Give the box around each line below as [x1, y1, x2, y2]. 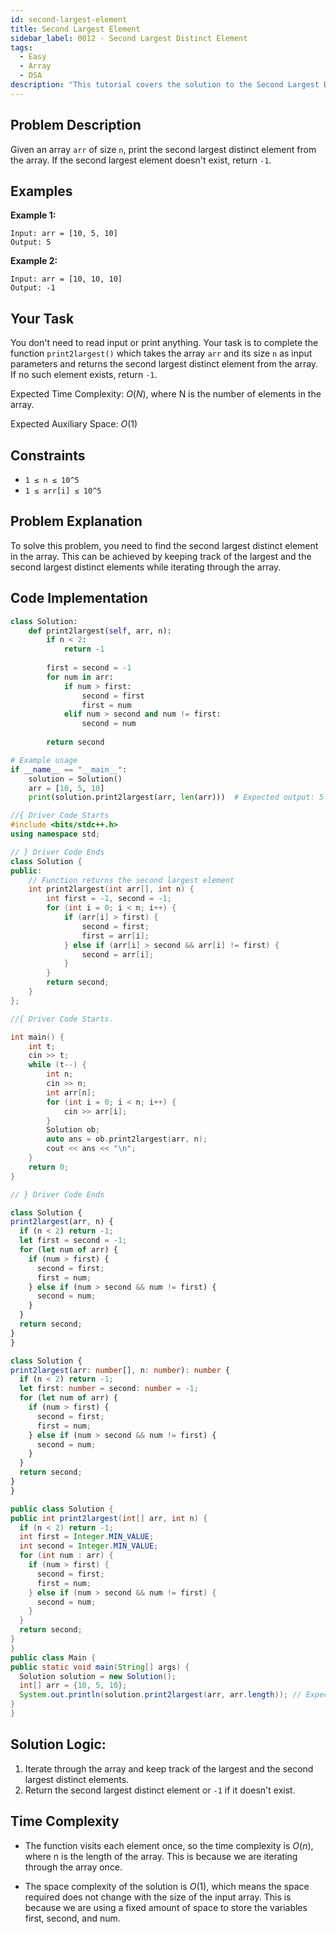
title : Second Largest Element [10, 24, 141, 34]
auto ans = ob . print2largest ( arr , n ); [46, 1134, 208, 1145]
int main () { [10, 1032, 65, 1042]
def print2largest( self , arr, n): [28, 626, 172, 636]
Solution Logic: [10, 1736, 107, 1753]
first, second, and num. [24, 1912, 121, 1924]
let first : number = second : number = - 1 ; [19, 1384, 199, 1394]
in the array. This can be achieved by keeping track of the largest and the [10, 550, 312, 562]
